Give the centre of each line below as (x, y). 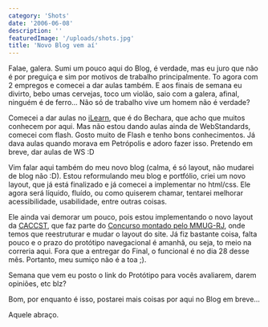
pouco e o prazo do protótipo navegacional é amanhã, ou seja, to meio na (130, 243)
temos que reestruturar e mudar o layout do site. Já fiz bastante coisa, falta (133, 234)
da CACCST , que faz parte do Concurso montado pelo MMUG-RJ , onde (127, 226)
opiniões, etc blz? (37, 284)
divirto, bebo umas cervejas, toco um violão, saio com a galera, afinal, (124, 94)
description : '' (35, 30)
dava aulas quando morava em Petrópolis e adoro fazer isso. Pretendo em (130, 143)
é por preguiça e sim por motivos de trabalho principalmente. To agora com (133, 77)
